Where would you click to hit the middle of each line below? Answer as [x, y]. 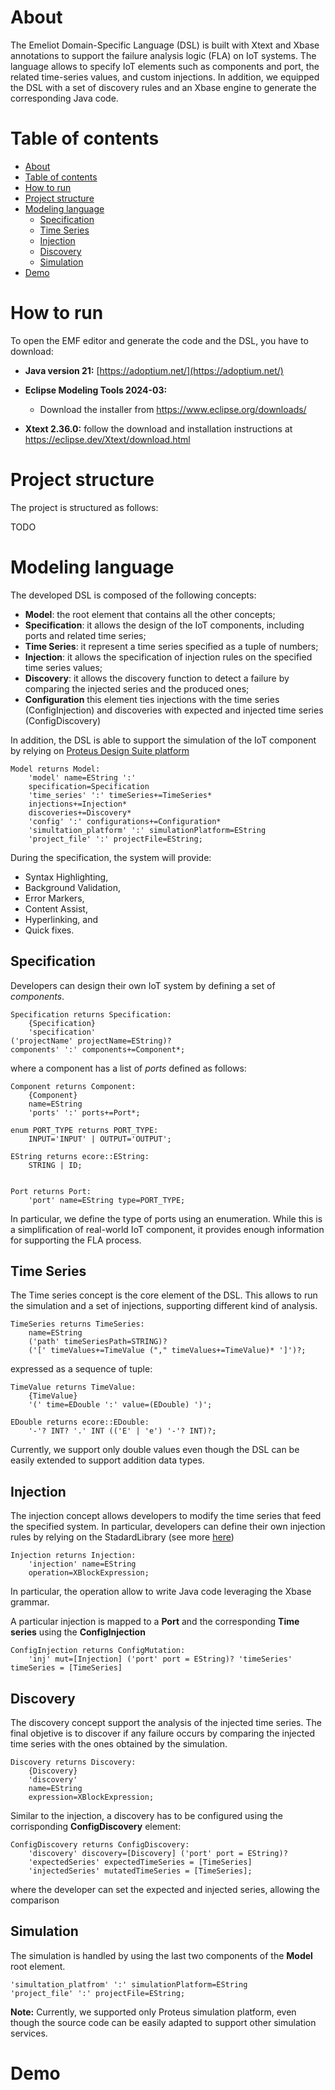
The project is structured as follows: [84, 507]
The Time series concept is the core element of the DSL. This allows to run [164, 1295]
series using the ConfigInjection [78, 1632]
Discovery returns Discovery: [73, 1762]
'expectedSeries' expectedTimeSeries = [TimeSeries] [140, 1862]
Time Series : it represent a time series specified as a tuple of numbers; [171, 646]
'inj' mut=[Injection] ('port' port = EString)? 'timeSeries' [160, 1659]
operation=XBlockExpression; [89, 1573]
